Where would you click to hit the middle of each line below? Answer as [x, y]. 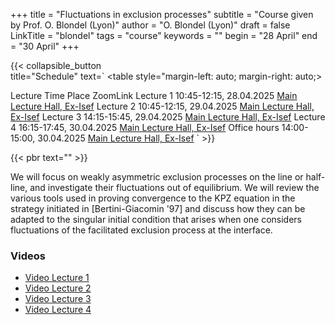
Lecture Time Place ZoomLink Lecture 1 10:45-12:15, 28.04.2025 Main [154, 95]
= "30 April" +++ [45, 46]
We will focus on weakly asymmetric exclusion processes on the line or [157, 177]
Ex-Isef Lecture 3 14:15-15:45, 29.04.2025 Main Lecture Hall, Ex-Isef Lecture [168, 117]
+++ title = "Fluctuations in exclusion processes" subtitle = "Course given [162, 14]
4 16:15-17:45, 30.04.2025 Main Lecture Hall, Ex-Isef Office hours [145, 127]
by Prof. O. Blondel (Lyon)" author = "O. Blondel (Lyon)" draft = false [150, 25]
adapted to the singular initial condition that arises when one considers [156, 219]
